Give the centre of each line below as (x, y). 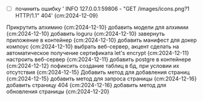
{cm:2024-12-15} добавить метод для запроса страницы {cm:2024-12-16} (101, 79)
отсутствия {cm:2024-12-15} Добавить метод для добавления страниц (98, 73)
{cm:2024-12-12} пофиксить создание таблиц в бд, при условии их (93, 66)
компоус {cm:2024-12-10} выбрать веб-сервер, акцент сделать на (93, 47)
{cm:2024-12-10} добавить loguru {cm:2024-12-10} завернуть (86, 34)
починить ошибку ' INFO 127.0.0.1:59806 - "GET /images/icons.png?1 (102, 9)
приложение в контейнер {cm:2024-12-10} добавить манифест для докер (102, 40)
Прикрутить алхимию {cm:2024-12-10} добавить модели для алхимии (98, 27)
